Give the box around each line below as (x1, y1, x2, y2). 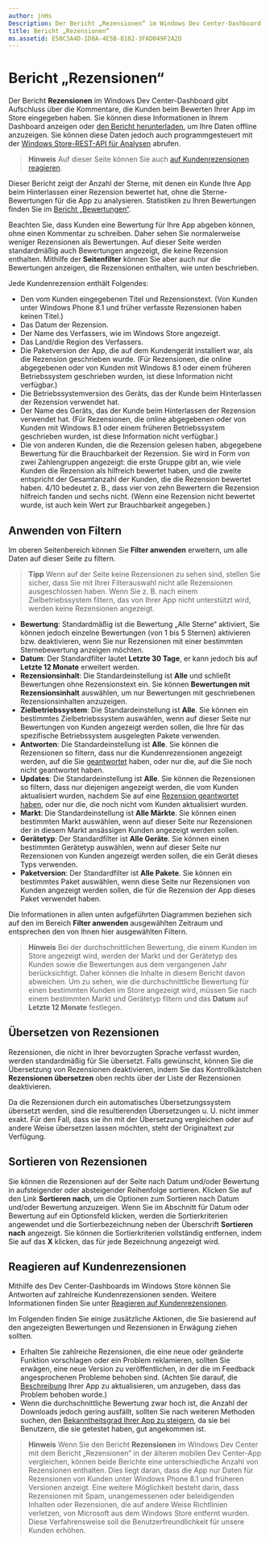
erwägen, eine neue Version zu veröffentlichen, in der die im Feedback (19, 1364, 255, 1374)
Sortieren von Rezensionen (8, 1155, 147, 1169)
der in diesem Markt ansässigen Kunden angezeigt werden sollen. (19, 826, 239, 834)
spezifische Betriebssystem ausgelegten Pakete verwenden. (19, 731, 222, 740)
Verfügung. (8, 1132, 46, 1141)
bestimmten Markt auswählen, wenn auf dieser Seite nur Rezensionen (19, 817, 252, 826)
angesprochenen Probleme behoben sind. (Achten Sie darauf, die (19, 1372, 238, 1382)
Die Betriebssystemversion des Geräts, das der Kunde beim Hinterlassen (19, 389, 262, 398)
